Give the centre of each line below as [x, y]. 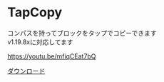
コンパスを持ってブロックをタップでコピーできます [82, 33]
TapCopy [35, 12]
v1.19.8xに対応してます [40, 42]
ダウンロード [26, 71]
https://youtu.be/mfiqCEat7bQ [52, 56]
